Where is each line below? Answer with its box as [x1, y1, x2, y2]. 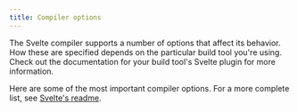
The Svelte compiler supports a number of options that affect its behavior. [9, 37, 281, 48]
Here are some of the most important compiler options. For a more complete [9, 83, 290, 93]
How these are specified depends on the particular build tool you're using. [9, 46, 283, 58]
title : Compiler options [9, 12, 102, 22]
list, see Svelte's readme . [9, 92, 102, 103]
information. [9, 66, 54, 76]
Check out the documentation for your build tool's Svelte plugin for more [9, 56, 277, 67]
